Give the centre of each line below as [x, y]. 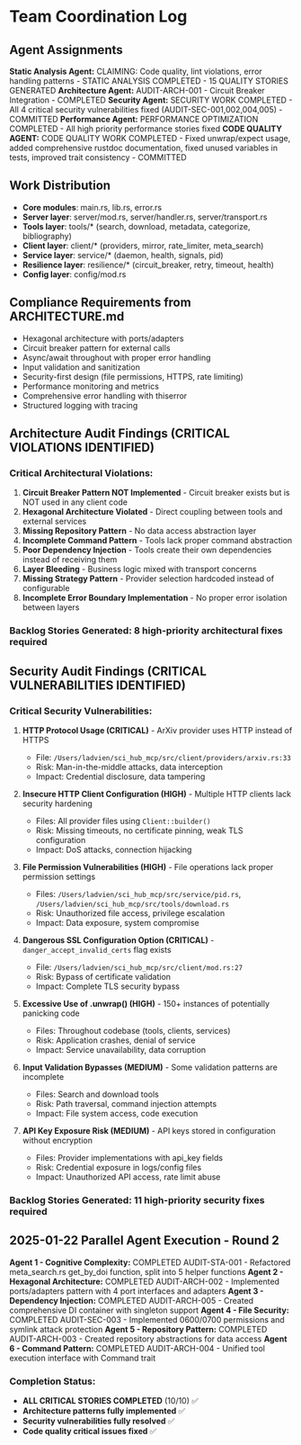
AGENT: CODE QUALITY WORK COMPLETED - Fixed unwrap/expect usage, [150, 138]
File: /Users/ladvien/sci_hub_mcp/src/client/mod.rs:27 [139, 967]
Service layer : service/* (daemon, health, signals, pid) [123, 255]
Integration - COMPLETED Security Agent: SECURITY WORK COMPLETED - [151, 100]
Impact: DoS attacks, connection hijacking [114, 849]
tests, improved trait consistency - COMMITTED [98, 157]
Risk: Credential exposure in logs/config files [119, 1167]
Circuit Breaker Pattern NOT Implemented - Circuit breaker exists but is [156, 493]
